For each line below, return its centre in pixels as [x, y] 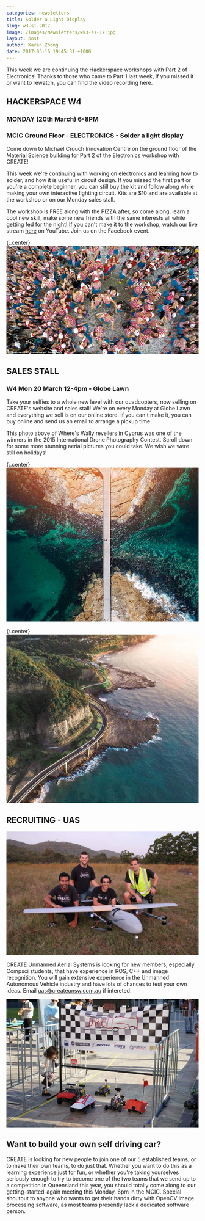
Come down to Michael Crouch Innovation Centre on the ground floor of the [102, 149]
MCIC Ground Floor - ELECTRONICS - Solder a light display [95, 136]
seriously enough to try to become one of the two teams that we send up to [101, 1178]
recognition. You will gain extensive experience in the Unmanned [88, 977]
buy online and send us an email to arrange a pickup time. [79, 421]
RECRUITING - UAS [43, 820]
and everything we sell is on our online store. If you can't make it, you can [99, 415]
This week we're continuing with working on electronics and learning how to [102, 173]
